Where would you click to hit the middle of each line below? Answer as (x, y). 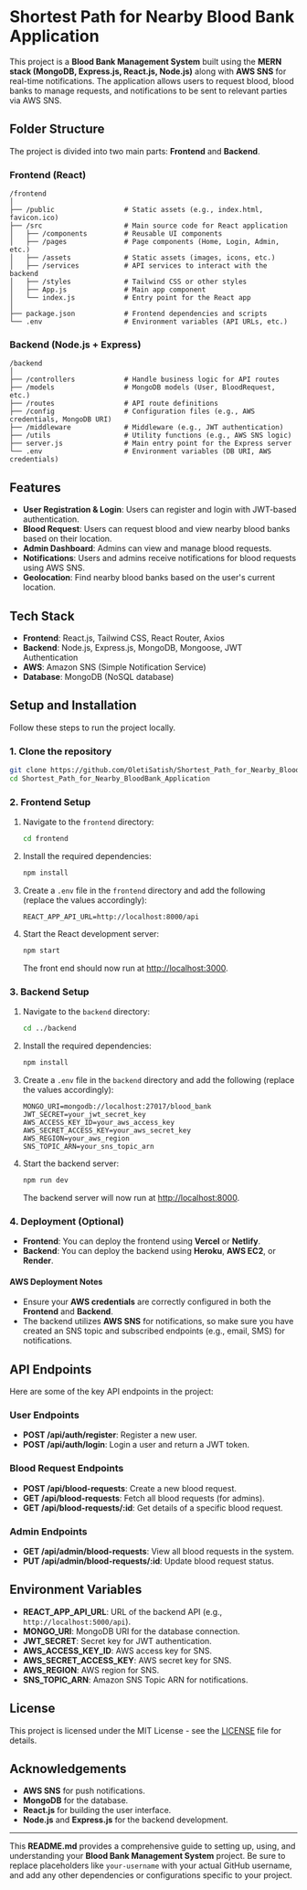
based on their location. (67, 539)
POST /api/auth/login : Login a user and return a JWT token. (136, 1445)
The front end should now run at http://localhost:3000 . (125, 968)
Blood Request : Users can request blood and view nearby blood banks (156, 529)
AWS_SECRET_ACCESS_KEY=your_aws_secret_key (107, 1131)
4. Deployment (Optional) (67, 1221)
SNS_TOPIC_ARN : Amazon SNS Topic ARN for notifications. (135, 1680)
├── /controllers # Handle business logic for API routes (145, 380)
